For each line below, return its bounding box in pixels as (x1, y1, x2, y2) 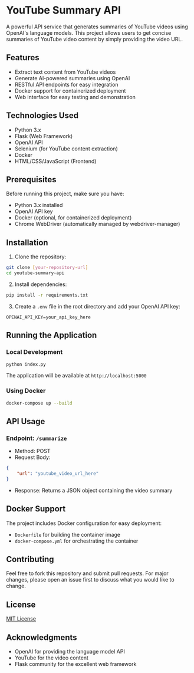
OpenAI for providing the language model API (14, 648, 125, 655)
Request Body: (14, 454, 51, 461)
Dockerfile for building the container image (14, 531, 121, 538)
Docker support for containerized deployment (14, 87, 126, 94)
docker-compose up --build (6, 400, 73, 406)
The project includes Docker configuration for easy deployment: (6, 520, 162, 527)
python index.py (6, 361, 46, 367)
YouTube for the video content (14, 654, 88, 661)
